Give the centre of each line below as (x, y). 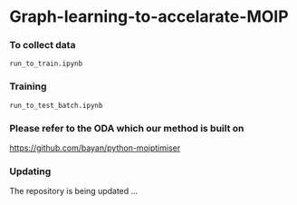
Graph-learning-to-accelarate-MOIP (149, 17)
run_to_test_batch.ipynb (56, 105)
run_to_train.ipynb (46, 64)
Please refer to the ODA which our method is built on (127, 128)
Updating (30, 171)
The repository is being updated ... (74, 191)
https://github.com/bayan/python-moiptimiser (95, 148)
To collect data (43, 45)
